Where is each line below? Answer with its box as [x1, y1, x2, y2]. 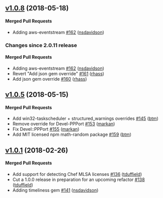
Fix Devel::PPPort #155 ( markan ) [12, 126, 80, 132]
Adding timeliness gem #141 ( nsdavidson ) [12, 187, 99, 193]
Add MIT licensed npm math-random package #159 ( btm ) [12, 131, 132, 137]
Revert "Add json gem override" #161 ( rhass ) [12, 70, 104, 77]
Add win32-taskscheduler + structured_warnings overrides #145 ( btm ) [12, 115, 159, 122]
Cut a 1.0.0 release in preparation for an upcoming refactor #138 [12, 176, 145, 182]
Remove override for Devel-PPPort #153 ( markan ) [12, 121, 115, 127]
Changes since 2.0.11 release [5, 42, 77, 49]
